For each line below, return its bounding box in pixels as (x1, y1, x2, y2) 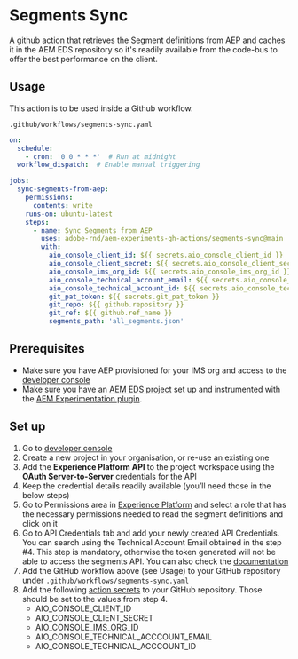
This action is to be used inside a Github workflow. (9, 103, 193, 114)
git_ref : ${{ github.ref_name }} (48, 308, 173, 318)
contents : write (32, 201, 93, 210)
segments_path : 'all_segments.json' (48, 317, 184, 326)
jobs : (9, 177, 29, 186)
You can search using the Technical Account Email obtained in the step (21, 536, 282, 547)
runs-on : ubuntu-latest (25, 210, 114, 218)
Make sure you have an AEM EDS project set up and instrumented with (21, 384, 281, 394)
